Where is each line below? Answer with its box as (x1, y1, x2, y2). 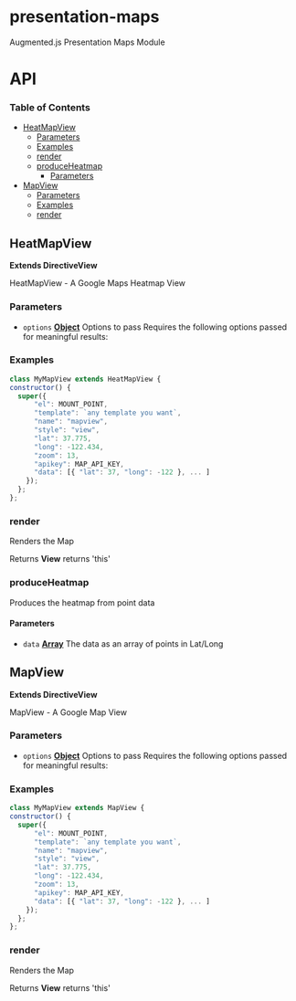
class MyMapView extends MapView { (9, 804, 145, 813)
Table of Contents (9, 101, 91, 114)
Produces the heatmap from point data (9, 596, 155, 608)
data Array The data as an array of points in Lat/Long (22, 637, 224, 649)
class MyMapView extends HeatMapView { (9, 374, 162, 384)
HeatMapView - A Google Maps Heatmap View (9, 278, 185, 289)
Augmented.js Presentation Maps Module (9, 37, 166, 47)
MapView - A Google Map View (9, 706, 128, 718)
